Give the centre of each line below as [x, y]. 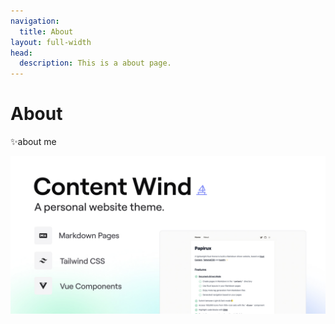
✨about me [33, 142]
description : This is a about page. [95, 63]
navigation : [35, 21]
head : [21, 53]
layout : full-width [51, 42]
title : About [46, 31]
